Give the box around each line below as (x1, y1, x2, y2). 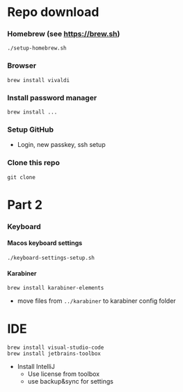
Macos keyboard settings (7, 239, 83, 247)
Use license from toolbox (27, 370, 100, 378)
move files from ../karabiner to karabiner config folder (17, 297, 176, 305)
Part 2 (7, 196, 43, 212)
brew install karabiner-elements (7, 285, 104, 292)
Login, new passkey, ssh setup (17, 141, 106, 149)
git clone (7, 173, 36, 181)
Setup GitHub (7, 125, 54, 134)
